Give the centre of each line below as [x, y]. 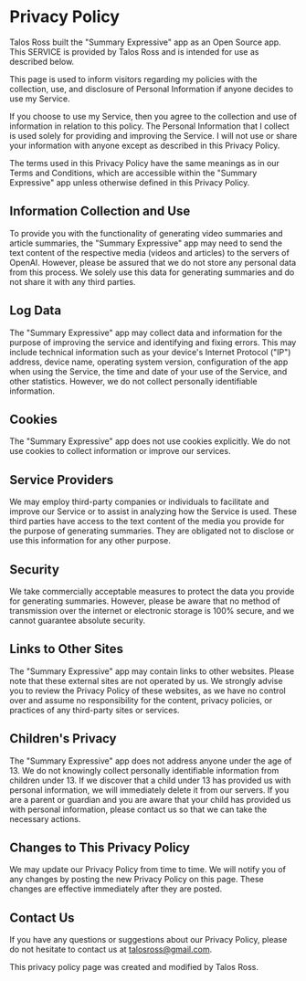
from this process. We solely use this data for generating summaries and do [152, 272]
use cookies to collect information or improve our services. [120, 451]
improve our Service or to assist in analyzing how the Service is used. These [153, 512]
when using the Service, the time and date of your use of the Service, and [148, 371]
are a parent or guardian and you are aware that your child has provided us [150, 799]
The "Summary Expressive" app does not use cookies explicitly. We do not [150, 441]
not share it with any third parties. [73, 281]
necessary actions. [45, 818]
